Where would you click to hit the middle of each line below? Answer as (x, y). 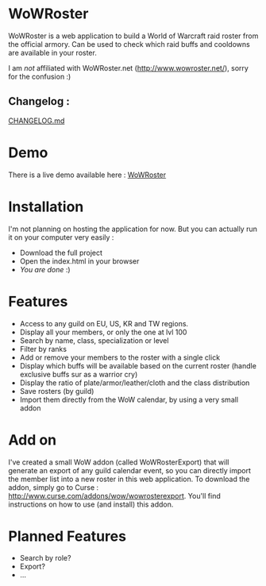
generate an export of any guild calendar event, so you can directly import (130, 470)
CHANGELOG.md (37, 121)
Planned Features (67, 536)
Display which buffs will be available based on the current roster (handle (138, 365)
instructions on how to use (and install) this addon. (91, 504)
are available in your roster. (52, 52)
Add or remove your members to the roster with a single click (120, 357)
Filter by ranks (43, 349)
